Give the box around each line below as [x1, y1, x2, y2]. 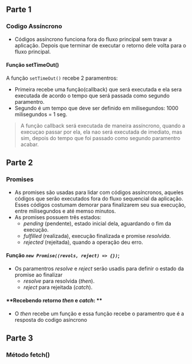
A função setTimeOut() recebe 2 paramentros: [6, 74, 118, 81]
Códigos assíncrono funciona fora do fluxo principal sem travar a [14, 35, 172, 43]
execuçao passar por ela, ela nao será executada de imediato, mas [20, 128, 183, 135]
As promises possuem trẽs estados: [14, 213, 102, 220]
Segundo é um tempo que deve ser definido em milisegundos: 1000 [14, 104, 179, 111]
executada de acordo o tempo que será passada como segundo [14, 92, 170, 99]
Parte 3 [6, 334, 33, 343]
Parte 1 [6, 5, 32, 15]
